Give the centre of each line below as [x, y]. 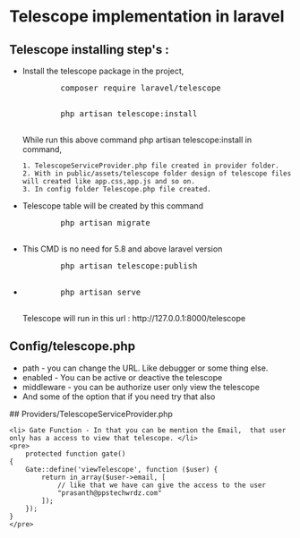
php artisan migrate [105, 222]
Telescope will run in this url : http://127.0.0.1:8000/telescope [134, 318]
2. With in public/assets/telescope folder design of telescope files [157, 174]
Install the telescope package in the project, [103, 71]
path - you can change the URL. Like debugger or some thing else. [145, 368]
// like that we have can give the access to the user [162, 485]
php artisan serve [101, 292]
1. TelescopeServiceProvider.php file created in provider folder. [150, 166]
